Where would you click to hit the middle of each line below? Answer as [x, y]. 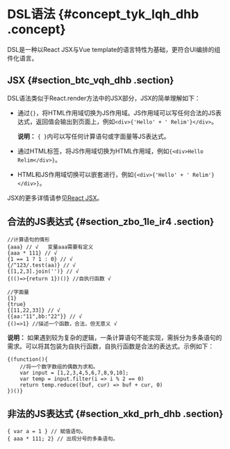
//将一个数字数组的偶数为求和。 [59, 366]
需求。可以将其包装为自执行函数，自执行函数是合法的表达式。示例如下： [110, 346]
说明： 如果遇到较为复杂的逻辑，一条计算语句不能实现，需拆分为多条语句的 [115, 337]
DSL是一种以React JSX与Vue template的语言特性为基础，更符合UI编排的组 [114, 49]
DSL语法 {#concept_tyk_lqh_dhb [103, 14]
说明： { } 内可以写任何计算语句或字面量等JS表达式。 [93, 136]
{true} [17, 304]
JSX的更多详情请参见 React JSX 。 [55, 198]
